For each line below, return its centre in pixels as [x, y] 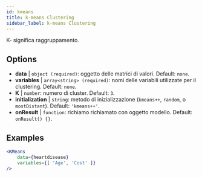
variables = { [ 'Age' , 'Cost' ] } [57, 163]
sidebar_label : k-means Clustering [51, 23]
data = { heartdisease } [43, 157]
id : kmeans [20, 12]
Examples [25, 137]
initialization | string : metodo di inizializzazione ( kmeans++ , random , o [100, 100]
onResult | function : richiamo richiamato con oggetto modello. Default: [103, 112]
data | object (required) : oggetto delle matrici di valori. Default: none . [102, 74]
